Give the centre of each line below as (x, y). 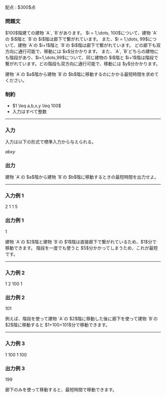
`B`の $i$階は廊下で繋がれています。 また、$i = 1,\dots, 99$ (87, 39)
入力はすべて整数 (29, 111)
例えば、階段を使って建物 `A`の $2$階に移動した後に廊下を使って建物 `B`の (82, 319)
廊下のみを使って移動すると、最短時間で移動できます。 (61, 390)
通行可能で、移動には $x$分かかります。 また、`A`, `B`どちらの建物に (88, 51)
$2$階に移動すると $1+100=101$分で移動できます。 (58, 325)
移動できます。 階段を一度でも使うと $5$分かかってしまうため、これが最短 (82, 248)
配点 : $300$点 (21, 7)
